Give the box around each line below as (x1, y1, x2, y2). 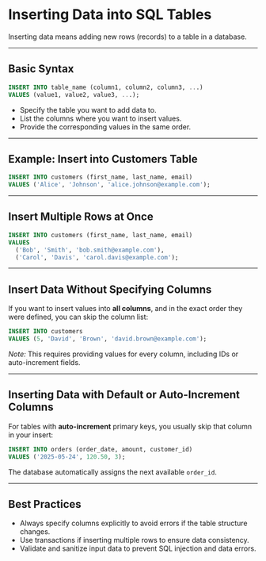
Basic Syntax (8, 62, 74, 76)
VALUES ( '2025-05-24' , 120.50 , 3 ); (8, 452, 126, 461)
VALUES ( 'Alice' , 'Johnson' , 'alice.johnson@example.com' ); (8, 181, 211, 189)
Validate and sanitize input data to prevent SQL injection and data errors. (19, 544, 256, 553)
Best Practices (8, 498, 82, 511)
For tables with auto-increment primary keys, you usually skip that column (8, 421, 252, 431)
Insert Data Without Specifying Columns (8, 282, 212, 296)
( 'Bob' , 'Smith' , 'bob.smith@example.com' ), (15, 246, 165, 254)
